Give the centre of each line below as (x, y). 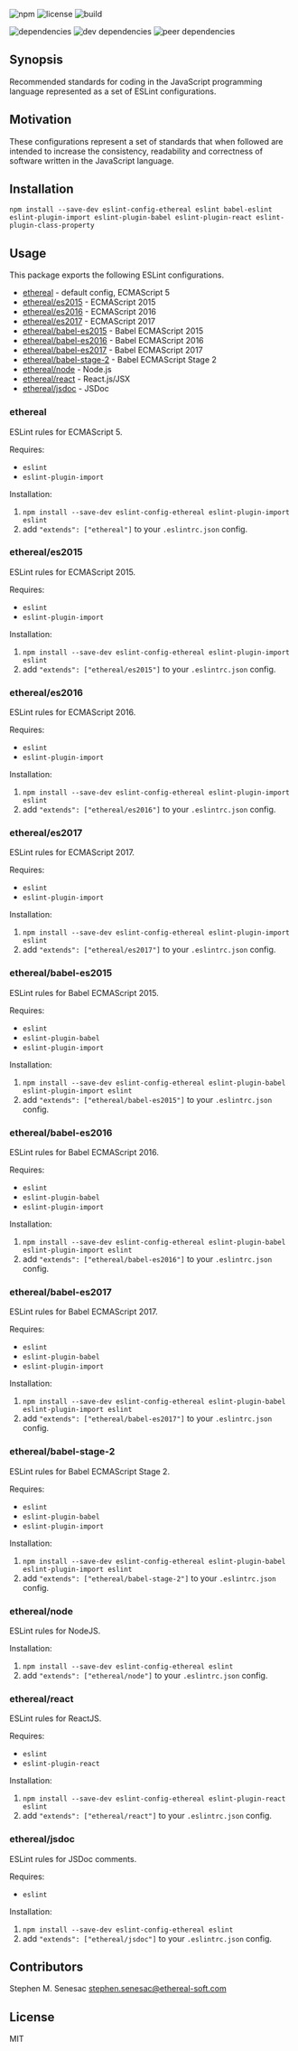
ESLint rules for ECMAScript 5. (66, 432)
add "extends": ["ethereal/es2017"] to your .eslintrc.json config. (149, 950)
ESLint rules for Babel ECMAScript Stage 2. (89, 1471)
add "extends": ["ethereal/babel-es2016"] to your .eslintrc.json (147, 1259)
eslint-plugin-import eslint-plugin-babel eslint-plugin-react (131, 218)
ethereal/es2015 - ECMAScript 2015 (89, 302)
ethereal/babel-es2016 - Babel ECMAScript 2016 (113, 341)
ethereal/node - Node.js (67, 370)
